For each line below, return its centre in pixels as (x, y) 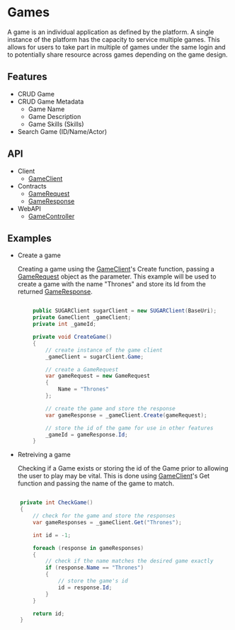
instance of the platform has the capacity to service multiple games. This (114, 39)
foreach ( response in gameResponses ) (88, 548)
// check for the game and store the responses (104, 516)
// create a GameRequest (82, 369)
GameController (51, 216)
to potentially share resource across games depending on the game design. (117, 55)
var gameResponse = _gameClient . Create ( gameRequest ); (126, 415)
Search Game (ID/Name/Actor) (62, 131)
